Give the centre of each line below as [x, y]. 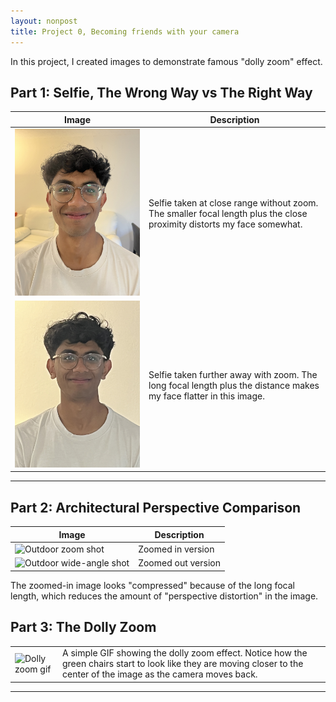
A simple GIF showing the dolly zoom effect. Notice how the [185, 653]
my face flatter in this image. [206, 396]
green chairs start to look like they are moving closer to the [183, 664]
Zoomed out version [179, 563]
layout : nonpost [44, 21]
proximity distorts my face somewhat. [225, 224]
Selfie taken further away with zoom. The [233, 374]
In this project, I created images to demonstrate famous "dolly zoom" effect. [166, 61]
